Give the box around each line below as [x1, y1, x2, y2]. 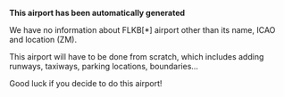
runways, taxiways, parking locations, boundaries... [9, 61, 199, 71]
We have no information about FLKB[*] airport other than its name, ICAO [9, 25, 276, 35]
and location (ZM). [9, 35, 78, 44]
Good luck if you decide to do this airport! [9, 78, 163, 88]
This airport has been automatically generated [9, 8, 186, 18]
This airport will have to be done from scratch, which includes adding [9, 52, 264, 61]
